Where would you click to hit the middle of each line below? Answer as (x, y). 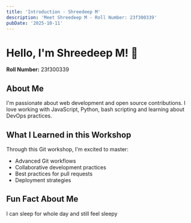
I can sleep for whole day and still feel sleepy (62, 213)
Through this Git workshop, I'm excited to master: (68, 149)
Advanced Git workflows (45, 161)
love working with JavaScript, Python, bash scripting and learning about (95, 110)
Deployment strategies (43, 180)
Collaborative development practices (60, 167)
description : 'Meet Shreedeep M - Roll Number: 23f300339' (82, 17)
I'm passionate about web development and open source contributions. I (96, 103)
